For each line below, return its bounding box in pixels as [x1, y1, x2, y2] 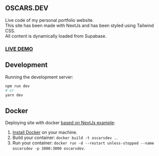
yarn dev [5, 93, 23, 98]
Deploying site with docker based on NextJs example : [5, 119, 116, 126]
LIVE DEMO [5, 45, 33, 52]
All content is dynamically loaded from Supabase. [5, 33, 107, 39]
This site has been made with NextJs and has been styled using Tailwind [5, 22, 154, 28]
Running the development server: [5, 74, 74, 80]
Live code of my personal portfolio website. [5, 17, 94, 23]
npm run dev [5, 83, 30, 88]
